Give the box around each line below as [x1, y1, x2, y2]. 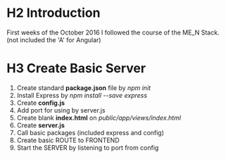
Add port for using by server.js [16, 106, 106, 114]
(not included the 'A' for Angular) [6, 35, 101, 44]
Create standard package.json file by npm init [16, 83, 151, 92]
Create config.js [16, 98, 65, 107]
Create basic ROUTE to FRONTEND [16, 136, 120, 144]
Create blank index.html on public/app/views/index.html [16, 113, 181, 122]
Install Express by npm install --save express [16, 91, 148, 99]
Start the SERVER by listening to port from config [16, 143, 159, 152]
